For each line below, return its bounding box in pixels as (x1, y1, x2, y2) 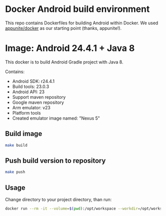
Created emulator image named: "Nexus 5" (12, 115, 100, 121)
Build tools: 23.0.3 (12, 83, 49, 89)
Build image (5, 130, 42, 138)
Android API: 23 (12, 88, 45, 95)
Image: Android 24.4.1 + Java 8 (5, 43, 135, 54)
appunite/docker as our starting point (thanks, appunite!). (5, 25, 122, 31)
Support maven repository (12, 94, 66, 100)
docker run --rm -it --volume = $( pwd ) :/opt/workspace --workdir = (5, 206, 140, 212)
